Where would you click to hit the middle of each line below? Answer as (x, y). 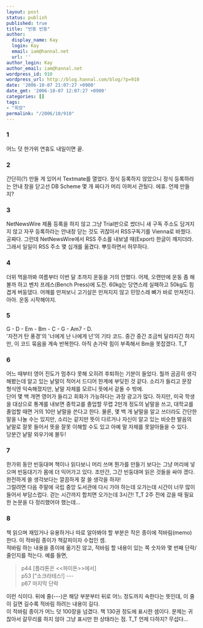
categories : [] (25, 96)
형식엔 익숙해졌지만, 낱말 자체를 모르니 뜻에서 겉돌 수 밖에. (75, 389)
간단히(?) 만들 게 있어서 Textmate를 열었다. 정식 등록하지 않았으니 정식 (90, 178)
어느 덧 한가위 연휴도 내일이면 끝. (45, 149)
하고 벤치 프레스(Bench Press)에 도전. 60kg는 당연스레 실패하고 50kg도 (102, 284)
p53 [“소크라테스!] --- (47, 576)
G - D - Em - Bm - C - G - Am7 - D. (49, 329)
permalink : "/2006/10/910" (40, 113)
